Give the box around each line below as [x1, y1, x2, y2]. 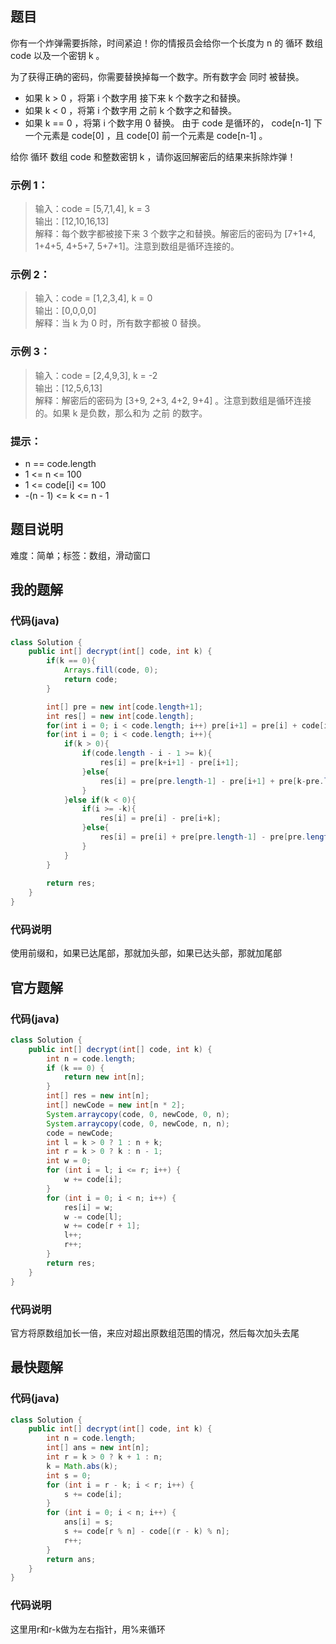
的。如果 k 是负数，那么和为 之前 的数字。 [34, 407, 208, 419]
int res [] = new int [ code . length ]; [46, 711, 195, 721]
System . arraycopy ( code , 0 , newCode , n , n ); [46, 1118, 230, 1129]
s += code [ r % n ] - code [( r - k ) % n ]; [63, 1527, 230, 1537]
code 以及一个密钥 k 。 [10, 49, 105, 61]
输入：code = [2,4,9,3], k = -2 [34, 369, 158, 381]
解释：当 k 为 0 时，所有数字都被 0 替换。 [34, 317, 207, 329]
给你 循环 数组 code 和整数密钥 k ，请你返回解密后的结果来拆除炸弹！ [10, 150, 297, 162]
